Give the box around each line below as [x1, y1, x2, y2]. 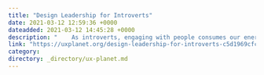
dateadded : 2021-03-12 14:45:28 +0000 [8, 26, 135, 34]
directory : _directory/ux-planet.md [8, 55, 128, 63]
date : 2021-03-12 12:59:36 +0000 [8, 19, 118, 27]
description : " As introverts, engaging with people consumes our [8, 33, 241, 41]
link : [8, 41, 26, 48]
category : [8, 48, 41, 55]
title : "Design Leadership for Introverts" [8, 11, 153, 20]
